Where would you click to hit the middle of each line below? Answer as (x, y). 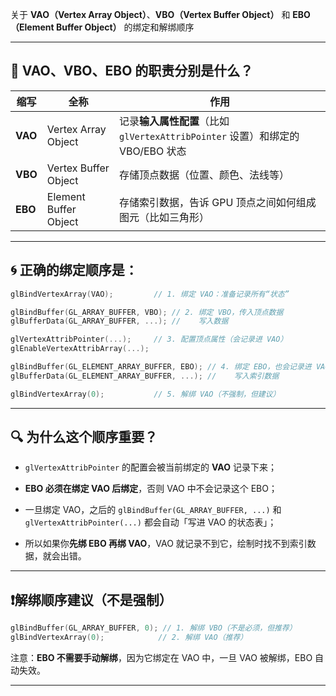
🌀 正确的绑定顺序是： (74, 270)
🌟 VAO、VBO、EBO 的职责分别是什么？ (132, 71)
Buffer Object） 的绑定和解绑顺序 (125, 27)
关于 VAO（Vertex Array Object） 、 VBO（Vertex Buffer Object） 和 (150, 14)
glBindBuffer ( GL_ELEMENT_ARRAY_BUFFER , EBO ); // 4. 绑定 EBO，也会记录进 (161, 367)
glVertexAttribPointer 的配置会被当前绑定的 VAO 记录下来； (150, 467)
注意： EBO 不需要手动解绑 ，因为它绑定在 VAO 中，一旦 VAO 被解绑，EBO (161, 657)
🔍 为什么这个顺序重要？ (84, 437)
